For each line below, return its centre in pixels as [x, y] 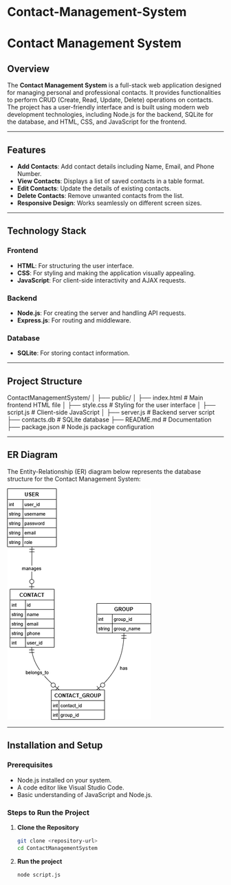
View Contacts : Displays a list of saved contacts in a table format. [111, 181]
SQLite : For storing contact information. [73, 353]
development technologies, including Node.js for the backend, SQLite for [110, 115]
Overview [29, 68]
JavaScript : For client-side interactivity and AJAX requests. [101, 280]
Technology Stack [47, 231]
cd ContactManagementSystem [57, 848]
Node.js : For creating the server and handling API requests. [101, 313]
